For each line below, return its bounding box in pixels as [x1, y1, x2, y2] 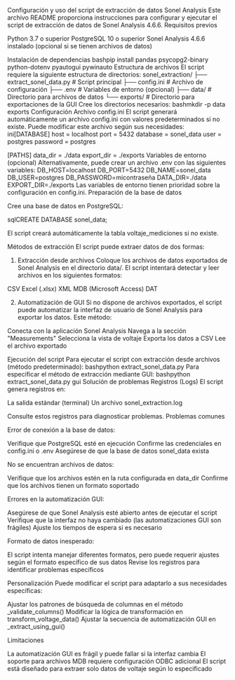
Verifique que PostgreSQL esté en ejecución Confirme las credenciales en [7, 440, 222, 447]
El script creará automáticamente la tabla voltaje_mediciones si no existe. [7, 229, 219, 237]
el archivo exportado [7, 341, 67, 350]
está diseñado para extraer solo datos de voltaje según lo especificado [7, 665, 213, 672]
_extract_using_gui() [7, 623, 65, 630]
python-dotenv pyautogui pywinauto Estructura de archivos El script [7, 63, 205, 71]
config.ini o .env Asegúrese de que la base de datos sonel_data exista [7, 447, 209, 455]
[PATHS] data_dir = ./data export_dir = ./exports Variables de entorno [7, 151, 207, 159]
